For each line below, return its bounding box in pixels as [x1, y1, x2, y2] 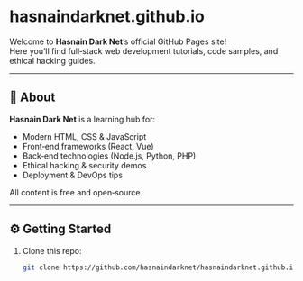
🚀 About [9, 90, 56, 105]
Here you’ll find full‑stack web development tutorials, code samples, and [9, 45, 279, 56]
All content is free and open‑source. [9, 186, 142, 197]
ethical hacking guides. [9, 55, 96, 66]
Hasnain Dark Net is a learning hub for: [9, 113, 156, 124]
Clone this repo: [22, 245, 82, 256]
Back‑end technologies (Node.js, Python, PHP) [22, 150, 197, 161]
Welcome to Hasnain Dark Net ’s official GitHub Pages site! [9, 36, 227, 47]
